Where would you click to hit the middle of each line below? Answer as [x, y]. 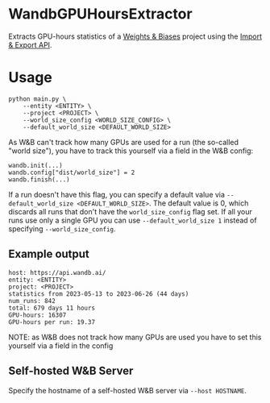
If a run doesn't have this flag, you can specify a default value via [117, 194]
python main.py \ [37, 99]
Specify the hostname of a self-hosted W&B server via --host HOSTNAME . [128, 390]
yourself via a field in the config [61, 345]
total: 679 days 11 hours [52, 308]
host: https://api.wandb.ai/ [57, 272]
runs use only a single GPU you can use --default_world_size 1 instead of [133, 220]
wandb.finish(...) [39, 179]
